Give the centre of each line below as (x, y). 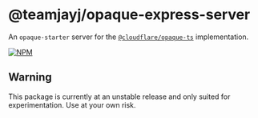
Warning (30, 77)
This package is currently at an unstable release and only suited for (119, 96)
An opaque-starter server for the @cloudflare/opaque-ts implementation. (129, 37)
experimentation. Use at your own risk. (72, 104)
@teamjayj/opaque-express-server (129, 15)
